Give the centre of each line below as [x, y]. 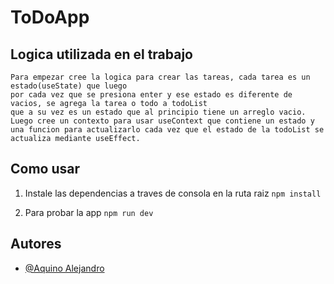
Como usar [45, 169]
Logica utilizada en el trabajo [101, 54]
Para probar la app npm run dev [89, 212]
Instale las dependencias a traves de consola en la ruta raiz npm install [173, 193]
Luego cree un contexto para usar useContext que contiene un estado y [162, 121]
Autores [36, 244]
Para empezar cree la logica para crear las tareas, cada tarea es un [160, 77]
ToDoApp [50, 17]
